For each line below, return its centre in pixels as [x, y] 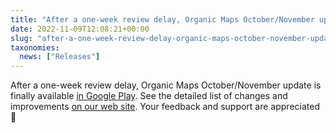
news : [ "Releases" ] [60, 57]
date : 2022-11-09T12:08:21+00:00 [80, 29]
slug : [21, 38]
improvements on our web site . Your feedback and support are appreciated [165, 107]
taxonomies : [35, 47]
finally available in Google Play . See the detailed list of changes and [149, 96]
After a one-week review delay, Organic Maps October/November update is [166, 85]
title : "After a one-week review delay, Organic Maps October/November [162, 19]
